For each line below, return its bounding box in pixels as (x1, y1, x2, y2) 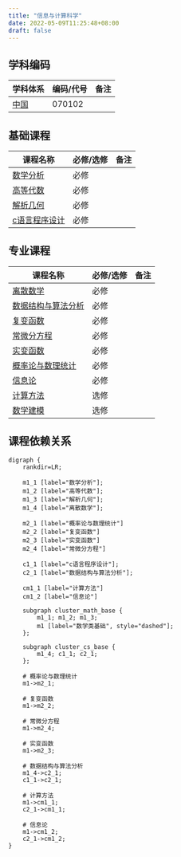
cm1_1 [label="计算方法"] (22, 584, 104, 592)
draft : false (8, 26, 52, 34)
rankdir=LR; (22, 463, 62, 471)
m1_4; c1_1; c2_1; (37, 650, 98, 658)
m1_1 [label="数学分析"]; (22, 478, 104, 486)
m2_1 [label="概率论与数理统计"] (22, 519, 124, 527)
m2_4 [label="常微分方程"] (22, 544, 106, 552)
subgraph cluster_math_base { (22, 607, 124, 615)
